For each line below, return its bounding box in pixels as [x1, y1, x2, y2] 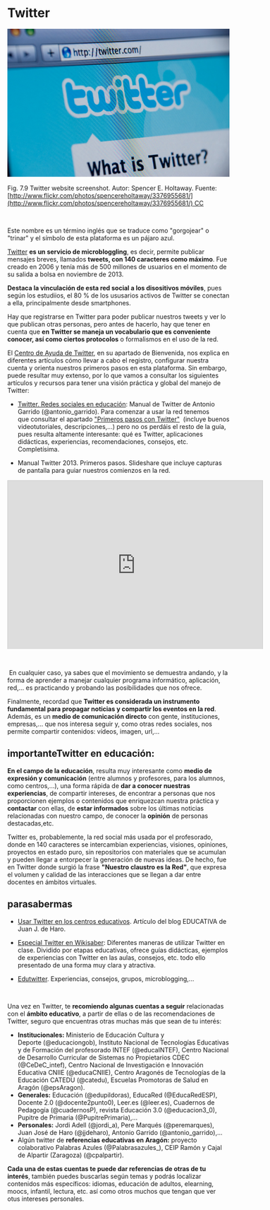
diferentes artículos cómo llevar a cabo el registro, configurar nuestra [7, 356, 209, 365]
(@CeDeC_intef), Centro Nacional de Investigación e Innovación [17, 1060, 204, 1069]
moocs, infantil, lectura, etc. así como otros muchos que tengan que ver [7, 1187, 216, 1195]
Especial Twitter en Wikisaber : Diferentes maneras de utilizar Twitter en [17, 938, 226, 946]
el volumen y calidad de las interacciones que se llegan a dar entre [7, 870, 202, 879]
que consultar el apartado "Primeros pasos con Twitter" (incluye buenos [17, 415, 231, 423]
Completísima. [17, 445, 60, 454]
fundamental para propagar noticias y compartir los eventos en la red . [7, 705, 216, 713]
